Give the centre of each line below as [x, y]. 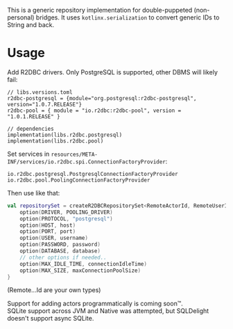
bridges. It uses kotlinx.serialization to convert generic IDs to [128, 17]
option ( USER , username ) [54, 238]
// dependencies [31, 129]
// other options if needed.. [63, 257]
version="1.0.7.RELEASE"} [44, 104]
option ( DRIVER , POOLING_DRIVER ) [66, 212]
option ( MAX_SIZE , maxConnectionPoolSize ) [80, 271]
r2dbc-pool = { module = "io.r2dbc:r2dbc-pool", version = [94, 111]
